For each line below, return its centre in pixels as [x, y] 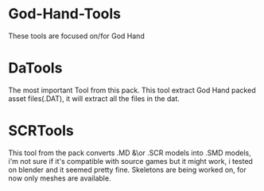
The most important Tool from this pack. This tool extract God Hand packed [132, 90]
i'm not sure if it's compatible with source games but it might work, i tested [130, 161]
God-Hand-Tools [65, 14]
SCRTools [41, 131]
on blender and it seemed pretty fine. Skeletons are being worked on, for [127, 170]
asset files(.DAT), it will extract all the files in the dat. [94, 98]
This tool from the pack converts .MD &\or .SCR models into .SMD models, [130, 153]
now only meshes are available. [60, 178]
